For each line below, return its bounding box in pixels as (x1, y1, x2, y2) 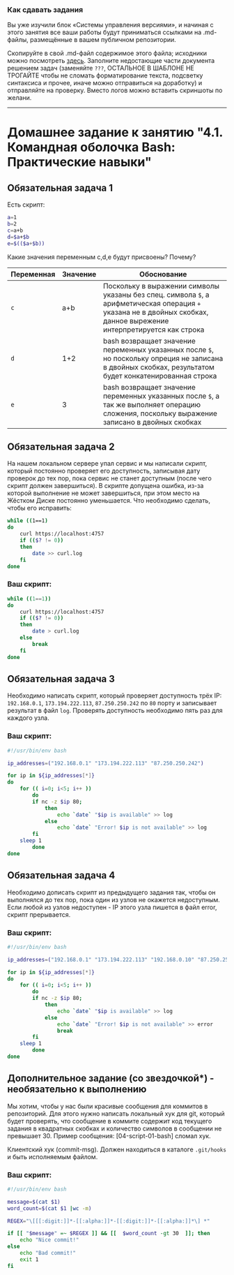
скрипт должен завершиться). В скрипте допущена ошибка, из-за (7, 482, 204, 490)
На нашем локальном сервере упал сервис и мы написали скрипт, (7, 459, 208, 468)
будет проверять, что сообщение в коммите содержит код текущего (7, 1116, 212, 1125)
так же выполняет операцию (103, 399, 201, 409)
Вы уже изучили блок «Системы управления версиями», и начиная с (7, 21, 214, 29)
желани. (7, 94, 32, 102)
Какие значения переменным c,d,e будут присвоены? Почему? (7, 253, 196, 261)
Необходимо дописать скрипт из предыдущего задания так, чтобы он (7, 888, 216, 897)
